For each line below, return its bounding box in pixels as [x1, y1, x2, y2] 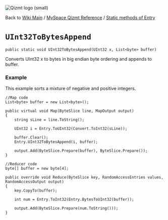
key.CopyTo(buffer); [14, 188, 58, 193]
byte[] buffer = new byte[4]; [5, 166, 69, 171]
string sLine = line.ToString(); [14, 117, 85, 122]
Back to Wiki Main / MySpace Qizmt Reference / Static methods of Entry [5, 15, 155, 20]
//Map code [5, 95, 28, 101]
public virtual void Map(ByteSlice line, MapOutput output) [5, 109, 135, 114]
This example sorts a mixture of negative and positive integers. [5, 85, 136, 92]
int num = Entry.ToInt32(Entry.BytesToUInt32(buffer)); [14, 197, 135, 202]
